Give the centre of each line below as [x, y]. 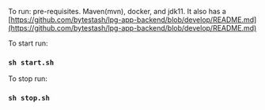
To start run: [28, 43]
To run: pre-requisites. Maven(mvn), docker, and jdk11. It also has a [117, 11]
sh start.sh [31, 62]
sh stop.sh [29, 98]
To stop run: [28, 79]
